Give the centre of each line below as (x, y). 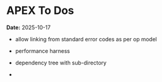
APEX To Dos (40, 11)
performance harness (42, 51)
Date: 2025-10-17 (28, 27)
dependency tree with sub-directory (61, 63)
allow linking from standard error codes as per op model (86, 39)
